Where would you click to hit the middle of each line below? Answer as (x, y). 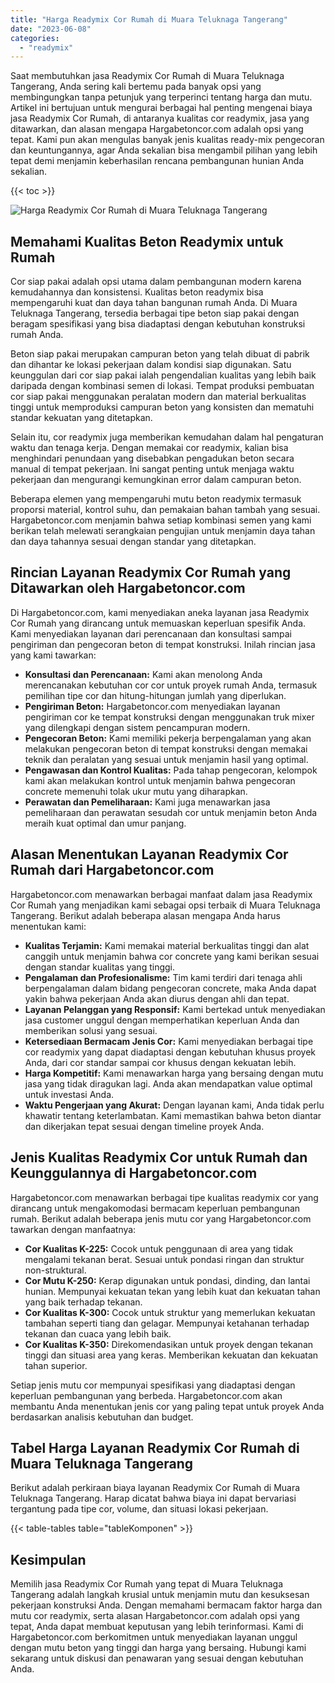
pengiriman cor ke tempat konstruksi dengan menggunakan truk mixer (169, 717)
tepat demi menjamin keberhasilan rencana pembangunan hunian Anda (157, 161)
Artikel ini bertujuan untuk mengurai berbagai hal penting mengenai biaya (161, 108)
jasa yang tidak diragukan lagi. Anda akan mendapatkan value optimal (168, 1083)
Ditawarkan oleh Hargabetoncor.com (128, 588)
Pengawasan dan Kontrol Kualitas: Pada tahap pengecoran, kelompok (171, 770)
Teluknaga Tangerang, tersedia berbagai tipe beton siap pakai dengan (155, 313)
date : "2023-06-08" (51, 29)
